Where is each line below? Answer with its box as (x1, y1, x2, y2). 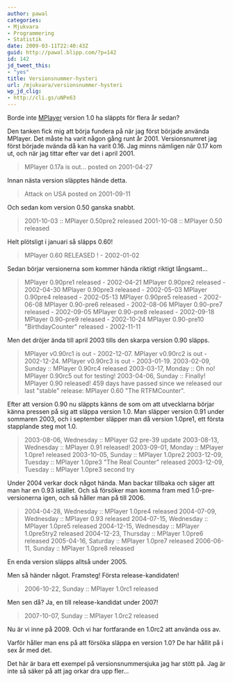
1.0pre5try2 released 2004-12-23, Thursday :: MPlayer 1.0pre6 (24, 529, 204, 537)
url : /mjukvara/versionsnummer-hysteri (7, 82, 123, 88)
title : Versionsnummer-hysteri (7, 75, 98, 82)
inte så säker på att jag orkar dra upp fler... (7, 667, 129, 675)
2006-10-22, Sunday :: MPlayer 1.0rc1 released (24, 584, 159, 593)
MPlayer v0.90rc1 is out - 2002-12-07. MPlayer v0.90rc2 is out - (24, 350, 207, 357)
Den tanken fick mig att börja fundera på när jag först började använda (7, 127, 210, 135)
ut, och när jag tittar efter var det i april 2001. (7, 149, 136, 157)
